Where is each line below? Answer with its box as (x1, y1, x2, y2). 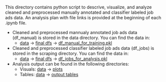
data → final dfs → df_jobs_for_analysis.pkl (19, 56, 108, 61)
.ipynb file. (5, 20, 27, 26)
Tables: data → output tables (19, 72, 78, 77)
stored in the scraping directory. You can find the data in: (12, 50, 129, 56)
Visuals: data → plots (19, 66, 63, 72)
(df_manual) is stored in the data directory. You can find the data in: (12, 35, 150, 41)
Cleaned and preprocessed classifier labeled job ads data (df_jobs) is (12, 45, 155, 51)
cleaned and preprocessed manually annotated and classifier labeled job (5, 9, 154, 15)
